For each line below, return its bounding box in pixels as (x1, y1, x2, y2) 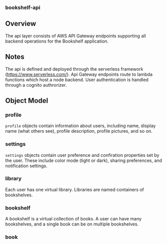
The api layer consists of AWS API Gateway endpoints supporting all (5, 33, 146, 39)
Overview (5, 20, 37, 28)
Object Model (5, 96, 49, 105)
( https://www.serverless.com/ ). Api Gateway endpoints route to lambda (5, 71, 153, 77)
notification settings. (5, 162, 48, 169)
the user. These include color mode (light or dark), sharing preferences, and (5, 157, 162, 163)
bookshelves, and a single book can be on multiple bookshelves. (5, 221, 139, 227)
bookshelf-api (5, 4, 41, 11)
